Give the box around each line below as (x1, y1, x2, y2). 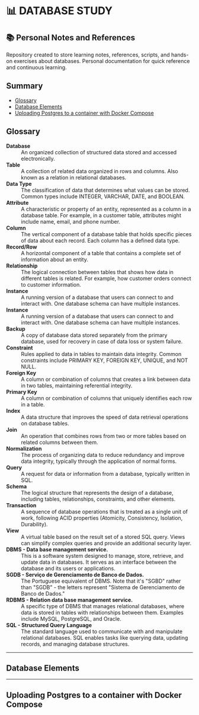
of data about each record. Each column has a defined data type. (21, 237, 180, 244)
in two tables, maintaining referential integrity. (21, 382, 133, 389)
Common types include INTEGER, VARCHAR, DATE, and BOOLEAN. (21, 193, 185, 200)
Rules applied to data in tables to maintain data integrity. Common (21, 350, 182, 357)
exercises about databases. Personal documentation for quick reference (14, 58, 190, 65)
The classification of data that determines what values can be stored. (21, 186, 190, 193)
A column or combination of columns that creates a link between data (21, 376, 191, 383)
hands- (171, 51, 189, 58)
